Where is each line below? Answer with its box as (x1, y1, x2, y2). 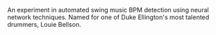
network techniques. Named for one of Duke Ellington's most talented (7, 13, 210, 21)
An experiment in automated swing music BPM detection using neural (7, 6, 209, 14)
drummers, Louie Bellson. (7, 21, 82, 28)
